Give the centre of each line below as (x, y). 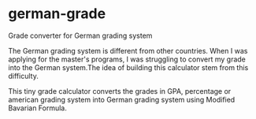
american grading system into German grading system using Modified (122, 99)
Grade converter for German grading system (80, 35)
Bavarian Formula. (37, 108)
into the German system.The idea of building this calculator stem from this (128, 67)
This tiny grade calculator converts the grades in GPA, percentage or (120, 91)
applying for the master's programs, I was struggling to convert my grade (127, 59)
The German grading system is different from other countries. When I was (128, 50)
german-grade (57, 14)
